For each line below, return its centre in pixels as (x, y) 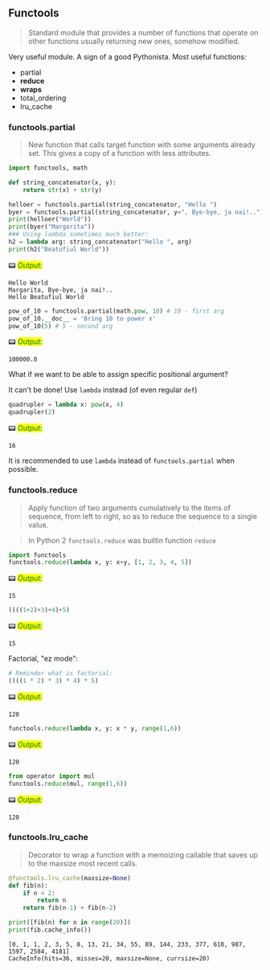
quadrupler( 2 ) (32, 412)
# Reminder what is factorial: (61, 673)
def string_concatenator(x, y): (62, 182)
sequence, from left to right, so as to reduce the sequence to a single (142, 516)
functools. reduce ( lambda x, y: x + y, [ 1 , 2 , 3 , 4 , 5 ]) (100, 563)
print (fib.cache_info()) (50, 930)
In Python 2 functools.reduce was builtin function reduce (122, 540)
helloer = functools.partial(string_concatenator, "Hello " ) (113, 204)
